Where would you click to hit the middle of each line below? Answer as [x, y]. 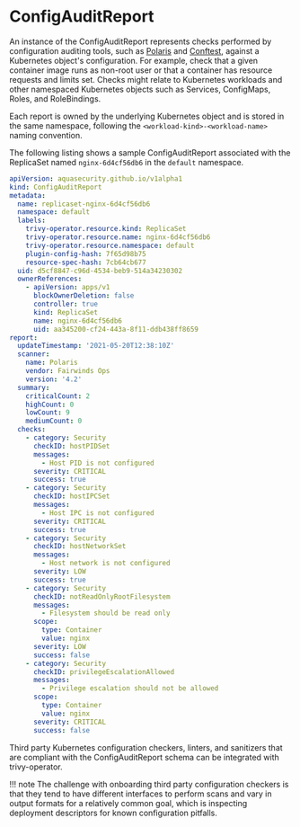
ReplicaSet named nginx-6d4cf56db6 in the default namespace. [127, 162]
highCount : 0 [50, 405]
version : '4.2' [54, 379]
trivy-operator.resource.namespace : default [110, 245]
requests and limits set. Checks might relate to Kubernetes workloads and [146, 79]
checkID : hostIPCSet [71, 496]
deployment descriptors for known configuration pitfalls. [114, 813]
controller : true [66, 304]
